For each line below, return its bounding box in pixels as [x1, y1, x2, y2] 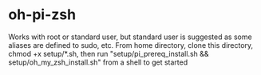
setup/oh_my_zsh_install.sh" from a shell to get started [8, 57, 188, 67]
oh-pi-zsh [8, 6, 77, 24]
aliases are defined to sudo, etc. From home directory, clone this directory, [8, 40, 254, 49]
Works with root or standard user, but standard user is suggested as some [8, 32, 253, 41]
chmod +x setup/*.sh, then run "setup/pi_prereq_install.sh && [8, 49, 209, 58]
